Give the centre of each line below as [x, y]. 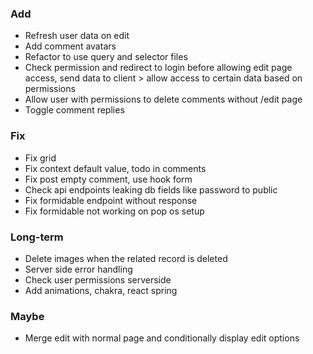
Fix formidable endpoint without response [111, 200]
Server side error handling [78, 269]
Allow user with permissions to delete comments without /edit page [163, 99]
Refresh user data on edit [77, 36]
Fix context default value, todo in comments [115, 168]
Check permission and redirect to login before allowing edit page [158, 68]
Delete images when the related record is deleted [126, 258]
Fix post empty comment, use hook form [108, 179]
